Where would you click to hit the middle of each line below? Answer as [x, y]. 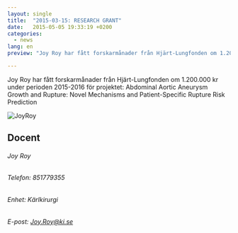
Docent [24, 138]
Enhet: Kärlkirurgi [33, 200]
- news [23, 40]
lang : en [20, 47]
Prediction [22, 102]
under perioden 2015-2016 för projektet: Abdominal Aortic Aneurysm [108, 87]
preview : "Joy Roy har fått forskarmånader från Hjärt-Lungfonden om [112, 54]
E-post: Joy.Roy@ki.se [40, 221]
